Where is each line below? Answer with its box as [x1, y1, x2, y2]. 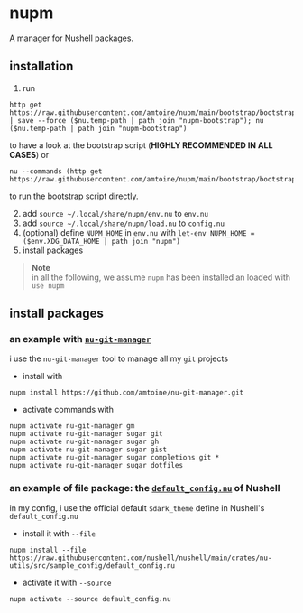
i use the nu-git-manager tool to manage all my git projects [9, 353, 228, 364]
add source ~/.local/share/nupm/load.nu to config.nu [22, 218, 225, 228]
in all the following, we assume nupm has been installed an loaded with [31, 272, 291, 283]
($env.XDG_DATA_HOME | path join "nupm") [22, 237, 180, 246]
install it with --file [22, 527, 96, 539]
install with [22, 371, 63, 382]
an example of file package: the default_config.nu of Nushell [9, 482, 280, 495]
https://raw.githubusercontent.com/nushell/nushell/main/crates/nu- [9, 553, 272, 562]
